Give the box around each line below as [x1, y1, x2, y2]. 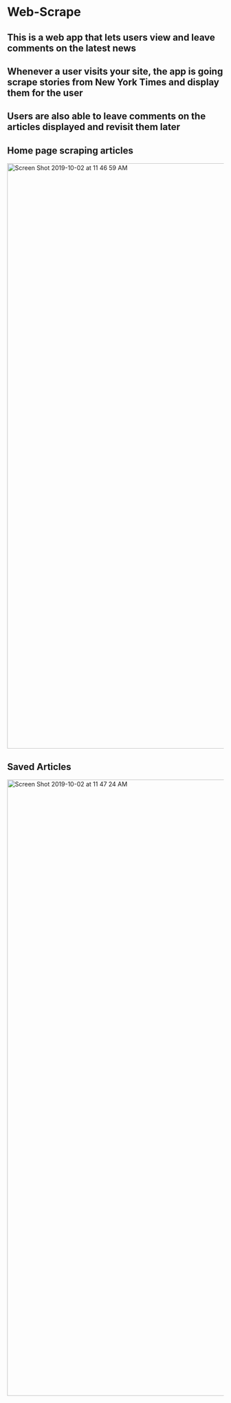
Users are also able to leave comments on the [7, 111, 206, 122]
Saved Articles [7, 761, 71, 773]
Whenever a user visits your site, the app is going [7, 65, 223, 77]
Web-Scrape [7, 4, 81, 20]
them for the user [7, 87, 83, 98]
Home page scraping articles [7, 144, 134, 156]
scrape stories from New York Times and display [7, 76, 220, 88]
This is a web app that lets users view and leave [7, 32, 215, 43]
